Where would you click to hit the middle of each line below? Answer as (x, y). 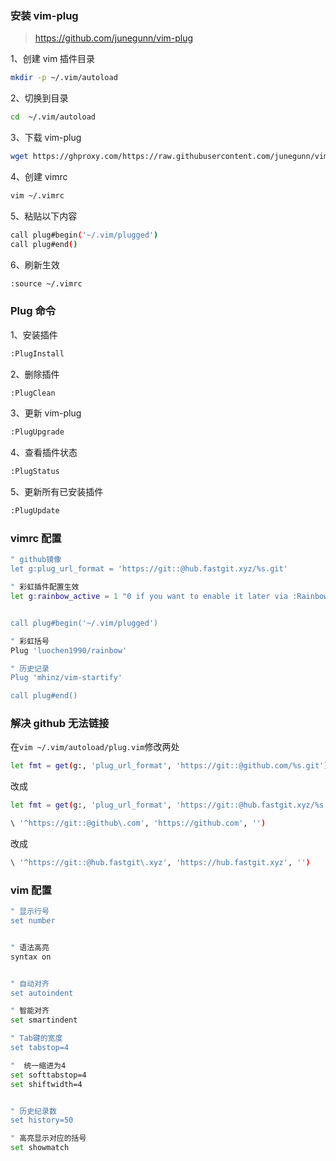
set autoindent (42, 993)
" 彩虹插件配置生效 (45, 587)
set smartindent (44, 1020)
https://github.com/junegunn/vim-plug (114, 38)
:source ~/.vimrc (46, 283)
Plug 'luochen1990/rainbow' (69, 650)
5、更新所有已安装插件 (57, 492)
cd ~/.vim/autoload (53, 117)
